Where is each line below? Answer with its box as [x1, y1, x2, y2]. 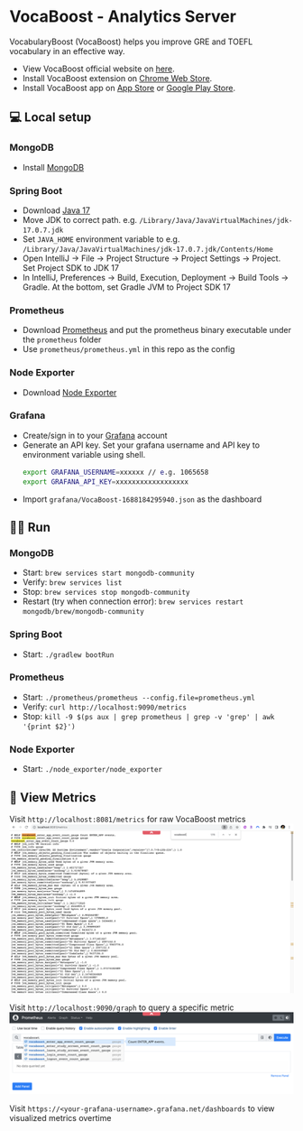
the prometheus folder [22, 334, 102, 345]
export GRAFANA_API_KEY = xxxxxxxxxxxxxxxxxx [22, 477, 189, 487]
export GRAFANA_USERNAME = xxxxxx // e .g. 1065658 [22, 468, 209, 477]
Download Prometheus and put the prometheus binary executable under [22, 325, 291, 336]
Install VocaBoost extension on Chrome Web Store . [22, 72, 213, 83]
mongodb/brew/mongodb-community [22, 607, 144, 616]
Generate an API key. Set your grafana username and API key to [22, 440, 260, 450]
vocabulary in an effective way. [9, 45, 125, 56]
